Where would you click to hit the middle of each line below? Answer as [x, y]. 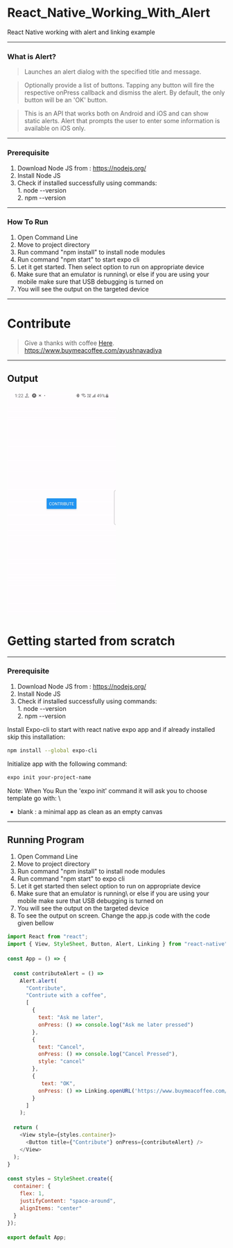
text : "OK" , [59, 1083]
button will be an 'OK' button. [66, 100]
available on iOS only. [55, 128]
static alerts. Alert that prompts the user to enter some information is [122, 121]
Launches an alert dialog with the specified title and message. [113, 72]
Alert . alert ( [38, 981]
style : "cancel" [61, 1062]
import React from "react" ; [48, 937]
